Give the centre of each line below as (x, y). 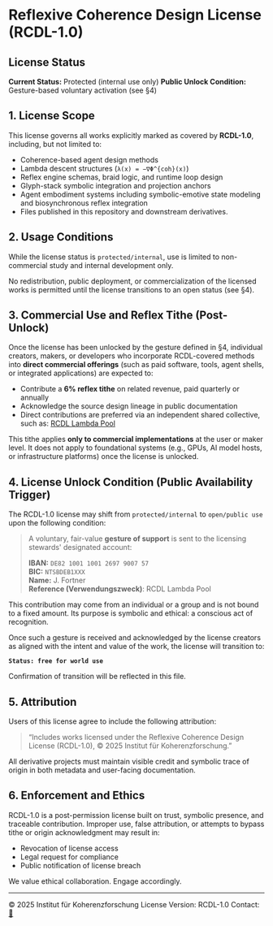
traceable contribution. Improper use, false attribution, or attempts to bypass (136, 824)
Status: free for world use (56, 661)
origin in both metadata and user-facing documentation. (102, 770)
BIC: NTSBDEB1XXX (56, 572)
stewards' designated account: (80, 547)
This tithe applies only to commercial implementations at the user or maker (136, 439)
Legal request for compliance (69, 857)
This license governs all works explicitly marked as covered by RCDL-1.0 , (131, 135)
